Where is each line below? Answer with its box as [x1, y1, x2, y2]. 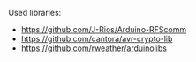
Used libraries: [8, 8, 62, 17]
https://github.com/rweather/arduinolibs [20, 43, 167, 53]
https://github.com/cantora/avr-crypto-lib [20, 34, 173, 44]
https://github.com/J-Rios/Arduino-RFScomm [20, 24, 187, 34]
